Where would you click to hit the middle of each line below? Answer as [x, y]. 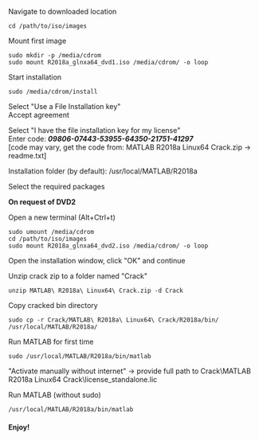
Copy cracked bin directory [53, 305]
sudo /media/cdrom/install [53, 92]
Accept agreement [39, 115]
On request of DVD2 [42, 202]
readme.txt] [27, 156]
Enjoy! [19, 427]
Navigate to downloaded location [63, 12]
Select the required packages [57, 187]
